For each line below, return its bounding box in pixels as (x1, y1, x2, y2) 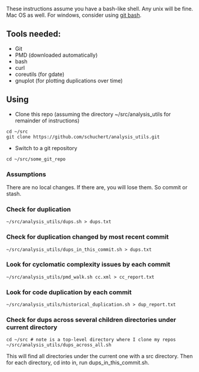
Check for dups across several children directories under (6, 316, 176, 324)
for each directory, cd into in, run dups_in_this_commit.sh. (6, 359, 150, 367)
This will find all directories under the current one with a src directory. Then (6, 353, 194, 360)
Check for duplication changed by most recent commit (6, 233, 170, 241)
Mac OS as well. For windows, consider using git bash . (6, 11, 142, 19)
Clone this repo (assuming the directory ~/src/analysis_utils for (14, 110, 171, 118)
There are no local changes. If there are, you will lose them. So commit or (6, 183, 188, 191)
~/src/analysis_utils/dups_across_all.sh (6, 342, 112, 348)
